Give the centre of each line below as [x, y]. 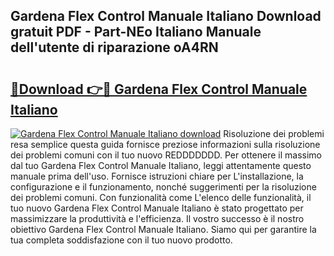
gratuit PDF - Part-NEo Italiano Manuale [136, 32]
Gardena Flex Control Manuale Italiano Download [166, 16]
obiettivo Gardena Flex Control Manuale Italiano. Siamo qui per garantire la [163, 229]
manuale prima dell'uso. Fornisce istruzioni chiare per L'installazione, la [157, 176]
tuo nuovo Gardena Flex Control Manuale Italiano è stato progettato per [157, 208]
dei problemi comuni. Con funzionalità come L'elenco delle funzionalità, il [161, 197]
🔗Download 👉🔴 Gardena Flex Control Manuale [159, 89]
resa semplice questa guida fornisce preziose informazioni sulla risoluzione [165, 144]
